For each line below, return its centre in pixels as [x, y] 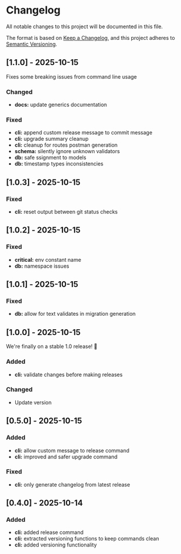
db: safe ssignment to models [50, 158]
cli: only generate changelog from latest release [72, 484]
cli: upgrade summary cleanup [51, 139]
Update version [33, 402]
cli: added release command [49, 532]
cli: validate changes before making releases [68, 374]
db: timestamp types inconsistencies [59, 164]
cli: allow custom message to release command [72, 450]
